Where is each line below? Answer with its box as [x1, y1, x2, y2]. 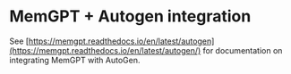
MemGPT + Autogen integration [9, 6, 252, 27]
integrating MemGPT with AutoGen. [9, 54, 141, 65]
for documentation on [202, 45, 283, 55]
